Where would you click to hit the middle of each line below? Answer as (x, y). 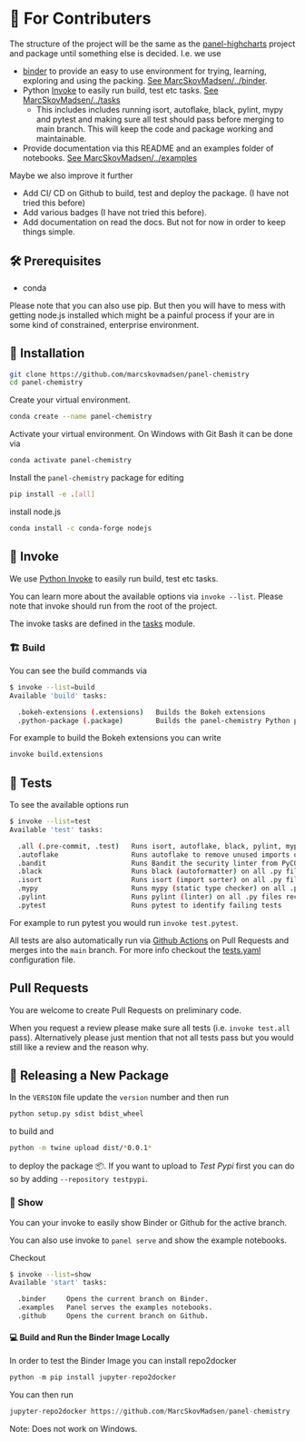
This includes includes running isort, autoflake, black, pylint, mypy (160, 109)
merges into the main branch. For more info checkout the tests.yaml (135, 949)
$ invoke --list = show (50, 1274)
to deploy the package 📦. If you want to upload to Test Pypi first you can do (152, 1166)
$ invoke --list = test (50, 821)
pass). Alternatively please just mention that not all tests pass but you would (152, 1037)
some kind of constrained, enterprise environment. (104, 324)
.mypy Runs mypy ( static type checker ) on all (152, 889)
